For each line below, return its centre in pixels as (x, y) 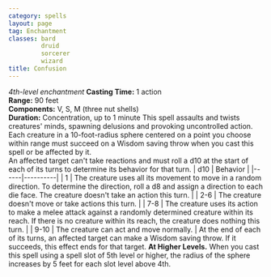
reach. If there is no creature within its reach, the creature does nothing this (134, 220)
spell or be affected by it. (50, 151)
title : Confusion (38, 69)
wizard (52, 62)
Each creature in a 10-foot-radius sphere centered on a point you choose (130, 134)
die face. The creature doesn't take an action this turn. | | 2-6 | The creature (135, 194)
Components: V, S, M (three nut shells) (74, 109)
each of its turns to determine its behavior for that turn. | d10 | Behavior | (129, 169)
